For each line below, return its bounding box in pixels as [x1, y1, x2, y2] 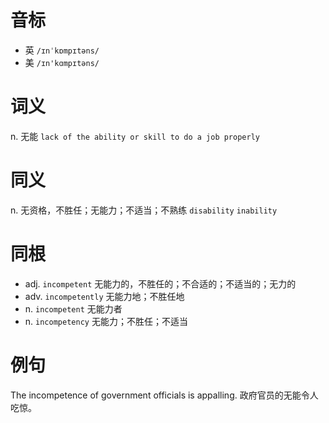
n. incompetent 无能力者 [24, 302, 123, 315]
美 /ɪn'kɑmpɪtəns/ [24, 56, 100, 68]
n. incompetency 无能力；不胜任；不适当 [24, 315, 188, 327]
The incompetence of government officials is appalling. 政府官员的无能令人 [10, 389, 319, 401]
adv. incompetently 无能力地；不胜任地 [24, 290, 185, 302]
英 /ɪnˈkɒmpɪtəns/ [24, 44, 100, 56]
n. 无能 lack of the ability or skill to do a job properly [10, 130, 260, 142]
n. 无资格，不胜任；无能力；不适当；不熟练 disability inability [10, 204, 278, 216]
